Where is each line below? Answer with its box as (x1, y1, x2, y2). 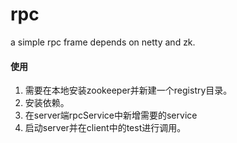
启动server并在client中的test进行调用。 (24, 122, 187, 134)
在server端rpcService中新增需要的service (24, 109, 198, 122)
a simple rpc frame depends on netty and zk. (10, 36, 196, 48)
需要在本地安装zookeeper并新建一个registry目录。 (24, 84, 233, 97)
